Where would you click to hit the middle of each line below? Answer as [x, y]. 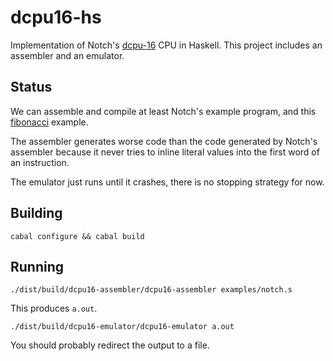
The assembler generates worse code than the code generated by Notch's [164, 141]
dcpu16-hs [56, 17]
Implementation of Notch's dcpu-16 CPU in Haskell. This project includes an [166, 45]
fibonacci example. [49, 122]
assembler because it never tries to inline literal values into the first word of [165, 152]
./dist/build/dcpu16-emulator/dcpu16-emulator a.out [122, 327]
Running [37, 266]
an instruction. [40, 162]
